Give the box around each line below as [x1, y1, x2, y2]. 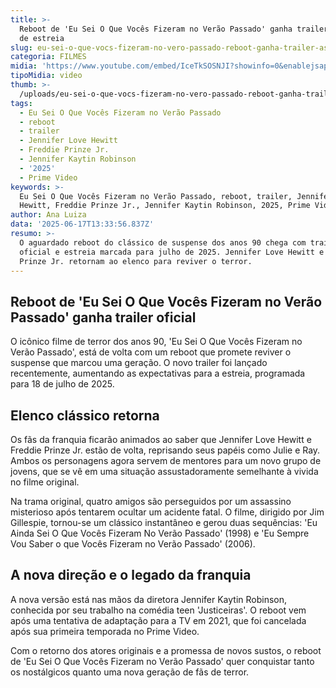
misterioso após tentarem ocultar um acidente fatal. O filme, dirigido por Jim [10, 506, 325, 518]
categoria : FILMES [10, 52, 87, 62]
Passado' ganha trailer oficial [10, 309, 197, 326]
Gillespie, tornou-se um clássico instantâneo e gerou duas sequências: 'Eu [10, 517, 318, 528]
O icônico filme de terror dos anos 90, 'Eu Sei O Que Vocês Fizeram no [10, 336, 303, 348]
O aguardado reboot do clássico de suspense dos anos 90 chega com [19, 237, 307, 248]
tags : [10, 98, 33, 108]
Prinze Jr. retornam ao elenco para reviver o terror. [19, 256, 253, 266]
